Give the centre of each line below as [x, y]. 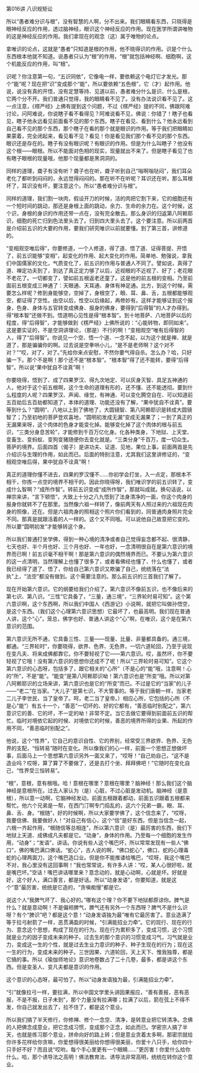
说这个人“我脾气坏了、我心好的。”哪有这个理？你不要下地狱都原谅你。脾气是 [98, 900]
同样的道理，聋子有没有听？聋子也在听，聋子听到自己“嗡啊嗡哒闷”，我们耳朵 [99, 171]
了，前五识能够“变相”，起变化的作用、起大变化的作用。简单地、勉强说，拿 [97, 256]
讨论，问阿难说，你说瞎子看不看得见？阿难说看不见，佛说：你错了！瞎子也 [97, 114]
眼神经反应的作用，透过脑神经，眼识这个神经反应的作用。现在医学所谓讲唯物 [99, 29]
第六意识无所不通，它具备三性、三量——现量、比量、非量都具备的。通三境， [99, 639]
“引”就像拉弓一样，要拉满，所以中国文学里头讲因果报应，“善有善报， [90, 992]
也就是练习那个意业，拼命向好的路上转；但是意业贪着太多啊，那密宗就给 [105, 1035]
